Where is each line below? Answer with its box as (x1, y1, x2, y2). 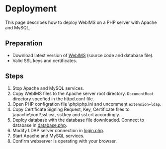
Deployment (5, 3, 57, 14)
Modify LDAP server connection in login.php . (12, 127, 104, 133)
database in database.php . (12, 122, 67, 128)
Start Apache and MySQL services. (12, 133, 84, 139)
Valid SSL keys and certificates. (12, 58, 78, 64)
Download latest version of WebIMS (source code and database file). (12, 52, 154, 58)
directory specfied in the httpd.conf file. (12, 95, 94, 102)
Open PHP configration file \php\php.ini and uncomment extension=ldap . (12, 101, 162, 107)
